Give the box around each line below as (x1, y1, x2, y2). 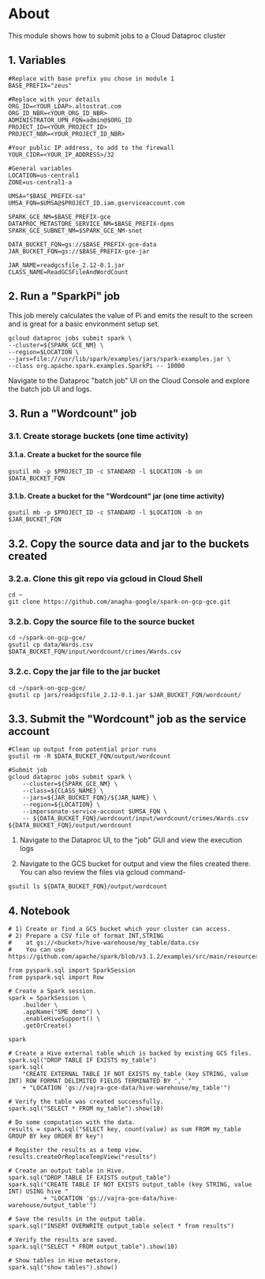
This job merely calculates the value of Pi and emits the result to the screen (8, 310, 253, 320)
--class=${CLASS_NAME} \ (22, 787, 104, 795)
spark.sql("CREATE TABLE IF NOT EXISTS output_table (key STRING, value (8, 1181, 252, 1189)
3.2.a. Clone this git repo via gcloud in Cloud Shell (8, 573, 203, 584)
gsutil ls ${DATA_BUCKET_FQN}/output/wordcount (8, 883, 168, 891)
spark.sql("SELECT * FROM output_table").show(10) (8, 1243, 178, 1251)
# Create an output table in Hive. (8, 1167, 125, 1175)
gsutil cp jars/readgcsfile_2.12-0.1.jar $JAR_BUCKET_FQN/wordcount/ (8, 691, 242, 699)
